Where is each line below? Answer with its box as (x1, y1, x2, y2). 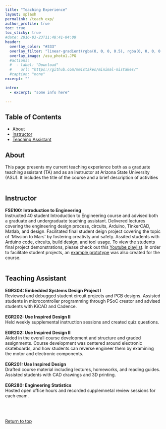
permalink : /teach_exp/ (5, 16, 55, 21)
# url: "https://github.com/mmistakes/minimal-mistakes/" (9, 67, 139, 72)
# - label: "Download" (9, 62, 58, 67)
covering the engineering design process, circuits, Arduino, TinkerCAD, (5, 223, 151, 229)
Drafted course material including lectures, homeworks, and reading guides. (5, 366, 161, 372)
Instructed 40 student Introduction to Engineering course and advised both (5, 213, 159, 218)
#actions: (9, 58, 30, 63)
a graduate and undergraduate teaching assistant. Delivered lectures (5, 217, 146, 223)
